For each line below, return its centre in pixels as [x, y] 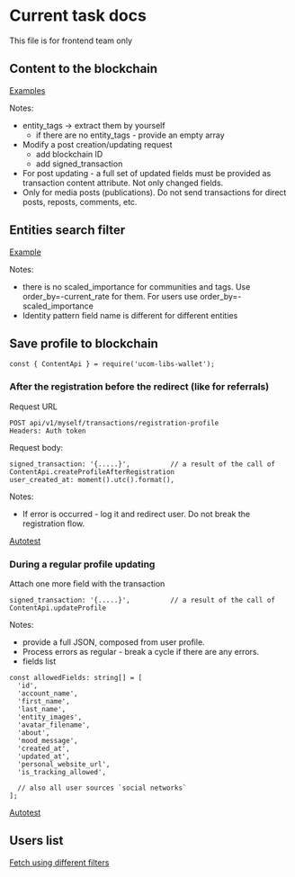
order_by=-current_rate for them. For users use [110, 296]
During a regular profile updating [82, 564]
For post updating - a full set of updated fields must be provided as [147, 173]
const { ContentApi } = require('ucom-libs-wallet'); [112, 364]
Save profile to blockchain [84, 343]
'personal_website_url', [64, 764]
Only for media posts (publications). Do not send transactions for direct [154, 192]
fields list [39, 661]
